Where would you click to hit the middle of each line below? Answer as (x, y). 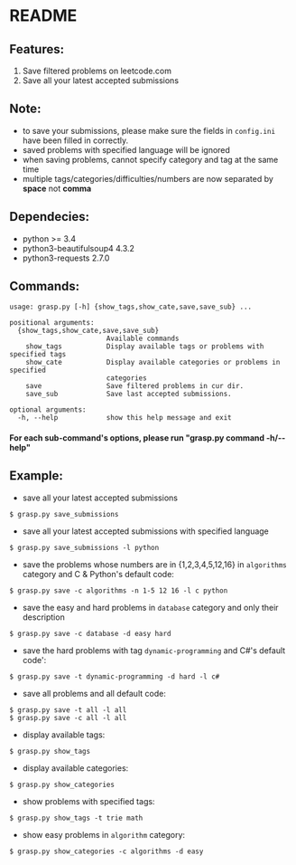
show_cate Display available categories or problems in (153, 363)
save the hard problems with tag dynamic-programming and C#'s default (154, 650)
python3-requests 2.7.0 (66, 258)
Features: (37, 49)
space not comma (57, 188)
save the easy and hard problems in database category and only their (150, 607)
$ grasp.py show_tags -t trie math (76, 818)
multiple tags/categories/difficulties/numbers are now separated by (148, 178)
